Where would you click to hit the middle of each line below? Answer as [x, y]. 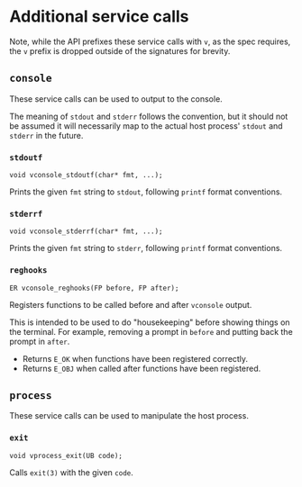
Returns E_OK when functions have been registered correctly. [135, 358]
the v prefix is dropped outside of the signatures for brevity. [120, 50]
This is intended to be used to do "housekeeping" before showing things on [150, 322]
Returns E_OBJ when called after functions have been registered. [142, 368]
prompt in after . [40, 341]
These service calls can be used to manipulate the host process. [129, 416]
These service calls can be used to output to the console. [116, 99]
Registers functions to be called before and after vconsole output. [131, 304]
